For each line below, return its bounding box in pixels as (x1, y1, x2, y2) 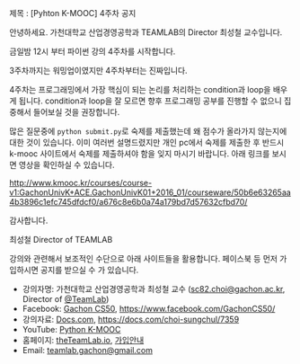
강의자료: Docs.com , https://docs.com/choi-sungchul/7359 (22, 314, 240, 324)
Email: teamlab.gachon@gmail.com (22, 345, 153, 355)
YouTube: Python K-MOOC (22, 324, 121, 334)
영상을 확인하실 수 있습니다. (18, 160, 115, 170)
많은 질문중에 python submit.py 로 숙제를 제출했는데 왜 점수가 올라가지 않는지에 (9, 126, 287, 137)
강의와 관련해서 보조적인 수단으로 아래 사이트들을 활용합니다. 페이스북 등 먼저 (9, 253, 278, 263)
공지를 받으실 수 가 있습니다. (40, 264, 139, 275)
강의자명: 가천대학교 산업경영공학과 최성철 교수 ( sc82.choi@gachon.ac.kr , (22, 284, 286, 294)
